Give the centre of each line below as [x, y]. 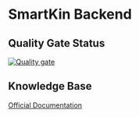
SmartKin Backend [70, 14]
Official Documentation [45, 105]
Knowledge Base [50, 86]
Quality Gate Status [57, 43]
